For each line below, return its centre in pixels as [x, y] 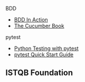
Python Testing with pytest [46, 48]
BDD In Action [31, 19]
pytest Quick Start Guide [44, 54]
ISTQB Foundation [39, 73]
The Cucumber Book [39, 26]
